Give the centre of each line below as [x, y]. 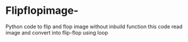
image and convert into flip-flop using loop [57, 32]
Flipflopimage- [42, 11]
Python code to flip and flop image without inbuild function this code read [94, 26]
